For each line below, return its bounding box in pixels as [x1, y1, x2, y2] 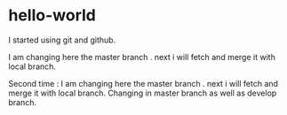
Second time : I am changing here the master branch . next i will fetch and [8, 78, 279, 88]
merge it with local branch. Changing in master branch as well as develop [8, 88, 277, 98]
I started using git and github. [8, 34, 116, 45]
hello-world [8, 5, 97, 26]
